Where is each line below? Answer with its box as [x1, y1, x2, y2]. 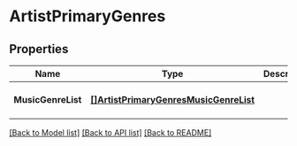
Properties [9, 42, 69, 57]
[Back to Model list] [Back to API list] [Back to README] [9, 127, 212, 138]
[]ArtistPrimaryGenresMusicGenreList [89, 94, 255, 105]
